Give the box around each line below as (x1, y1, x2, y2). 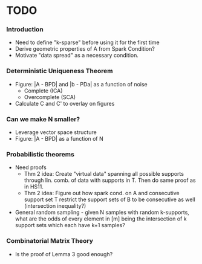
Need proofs (15, 164, 47, 171)
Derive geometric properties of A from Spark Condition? (15, 45, 155, 53)
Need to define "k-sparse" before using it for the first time (15, 39, 160, 46)
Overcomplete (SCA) (24, 93, 76, 100)
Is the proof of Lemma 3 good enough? (15, 250, 113, 257)
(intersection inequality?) (24, 202, 86, 210)
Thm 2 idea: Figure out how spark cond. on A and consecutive (24, 190, 180, 197)
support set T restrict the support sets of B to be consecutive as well (24, 196, 195, 203)
